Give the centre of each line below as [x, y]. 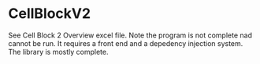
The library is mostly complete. [58, 52]
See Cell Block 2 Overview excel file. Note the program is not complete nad [130, 35]
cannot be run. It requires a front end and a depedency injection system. [126, 43]
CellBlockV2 [50, 14]
